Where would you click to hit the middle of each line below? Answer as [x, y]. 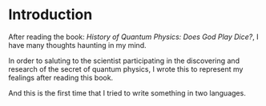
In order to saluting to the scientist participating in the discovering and [124, 61]
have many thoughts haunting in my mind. [77, 45]
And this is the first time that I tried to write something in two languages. [127, 92]
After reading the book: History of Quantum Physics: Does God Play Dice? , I [133, 37]
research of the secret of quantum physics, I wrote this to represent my [126, 69]
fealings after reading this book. [61, 77]
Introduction [50, 15]
